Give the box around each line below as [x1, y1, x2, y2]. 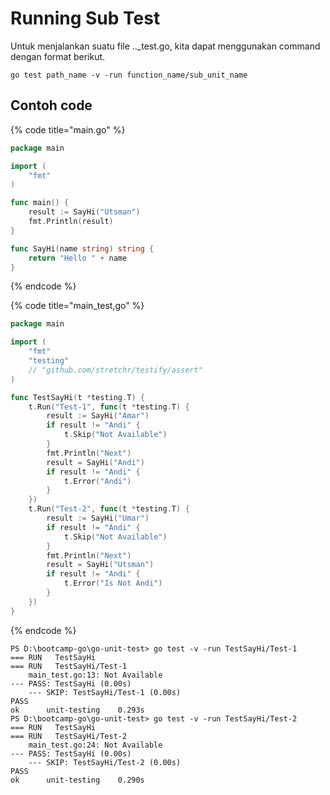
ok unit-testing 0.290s [10, 775, 145, 785]
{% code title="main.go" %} [10, 123, 126, 136]
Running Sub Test [10, 7, 161, 30]
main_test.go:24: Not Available [28, 740, 163, 750]
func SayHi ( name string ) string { [10, 243, 155, 254]
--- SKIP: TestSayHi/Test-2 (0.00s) [28, 757, 182, 767]
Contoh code [10, 97, 93, 114]
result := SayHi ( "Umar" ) [46, 513, 150, 523]
